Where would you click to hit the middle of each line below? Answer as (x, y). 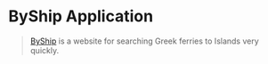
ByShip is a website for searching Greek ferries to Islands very (144, 41)
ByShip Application (81, 16)
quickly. (45, 50)
